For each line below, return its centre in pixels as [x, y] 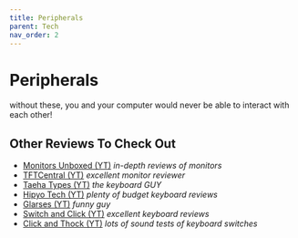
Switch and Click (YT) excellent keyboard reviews [116, 214]
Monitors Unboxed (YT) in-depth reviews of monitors [122, 166]
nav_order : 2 [34, 35]
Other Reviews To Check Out [92, 144]
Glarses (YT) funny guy [67, 204]
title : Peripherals [46, 18]
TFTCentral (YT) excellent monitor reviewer [104, 175]
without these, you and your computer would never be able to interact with [149, 105]
